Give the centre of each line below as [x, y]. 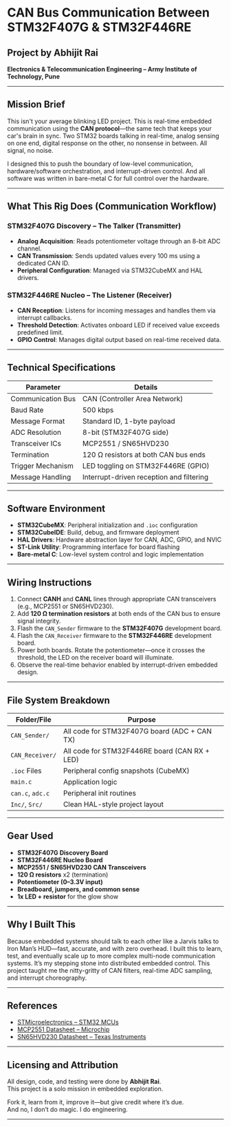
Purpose [142, 720]
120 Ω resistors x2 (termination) [63, 874]
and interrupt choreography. [47, 978]
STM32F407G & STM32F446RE [99, 27]
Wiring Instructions [49, 582]
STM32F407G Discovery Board [63, 852]
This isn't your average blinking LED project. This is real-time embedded [109, 121]
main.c [21, 782]
